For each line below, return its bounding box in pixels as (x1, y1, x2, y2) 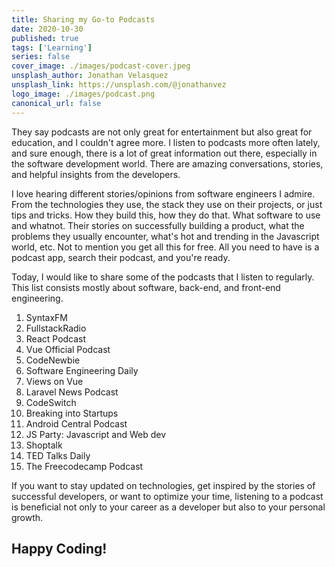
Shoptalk (25, 439, 63, 451)
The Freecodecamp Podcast (25, 460, 144, 472)
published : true (11, 33, 79, 43)
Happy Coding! (11, 540, 108, 557)
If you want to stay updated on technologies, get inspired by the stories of (11, 479, 316, 491)
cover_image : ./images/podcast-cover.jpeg (11, 61, 191, 71)
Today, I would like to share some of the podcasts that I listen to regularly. (11, 271, 315, 283)
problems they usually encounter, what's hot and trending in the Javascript (11, 230, 320, 242)
